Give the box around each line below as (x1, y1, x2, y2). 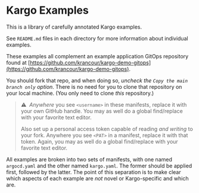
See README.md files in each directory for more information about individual (6, 35, 189, 42)
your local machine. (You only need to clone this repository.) (6, 89, 154, 96)
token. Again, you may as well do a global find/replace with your (20, 138, 179, 145)
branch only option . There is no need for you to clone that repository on (6, 83, 182, 90)
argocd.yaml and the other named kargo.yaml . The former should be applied (6, 162, 192, 169)
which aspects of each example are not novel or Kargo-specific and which (6, 175, 189, 182)
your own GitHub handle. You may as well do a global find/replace (20, 107, 183, 114)
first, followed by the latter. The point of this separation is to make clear (6, 168, 181, 176)
